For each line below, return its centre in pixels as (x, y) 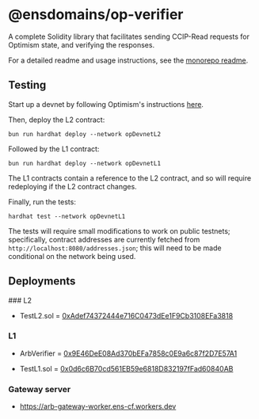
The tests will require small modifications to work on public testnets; (120, 230)
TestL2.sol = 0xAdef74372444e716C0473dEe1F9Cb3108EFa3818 (126, 315)
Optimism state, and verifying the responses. (82, 44)
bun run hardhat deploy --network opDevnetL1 (84, 163)
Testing (27, 85)
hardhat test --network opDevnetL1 (67, 216)
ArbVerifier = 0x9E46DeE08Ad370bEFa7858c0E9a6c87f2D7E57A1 (128, 353)
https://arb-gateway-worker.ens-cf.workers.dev (98, 406)
